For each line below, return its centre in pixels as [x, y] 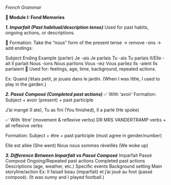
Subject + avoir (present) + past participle [49, 100]
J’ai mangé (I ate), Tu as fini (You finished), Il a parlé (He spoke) [72, 110]
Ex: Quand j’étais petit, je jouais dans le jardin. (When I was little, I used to [83, 79]
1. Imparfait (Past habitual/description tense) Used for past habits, [77, 27]
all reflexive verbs [24, 126]
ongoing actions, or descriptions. [40, 33]
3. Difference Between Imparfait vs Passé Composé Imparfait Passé [79, 155]
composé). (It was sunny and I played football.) [55, 177]
